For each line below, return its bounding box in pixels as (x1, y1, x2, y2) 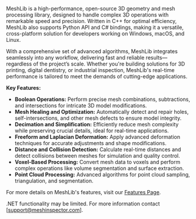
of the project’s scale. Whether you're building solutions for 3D (33, 60, 185, 67)
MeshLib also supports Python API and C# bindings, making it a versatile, (6, 24, 184, 31)
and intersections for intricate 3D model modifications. (14, 102, 147, 109)
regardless (6, 60, 32, 67)
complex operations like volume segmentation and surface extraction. (14, 165, 184, 172)
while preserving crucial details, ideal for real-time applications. (14, 127, 169, 134)
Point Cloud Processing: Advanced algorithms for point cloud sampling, (14, 171, 190, 178)
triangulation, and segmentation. (14, 177, 94, 184)
